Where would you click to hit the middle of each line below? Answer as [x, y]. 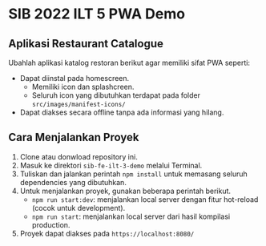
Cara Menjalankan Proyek [74, 137]
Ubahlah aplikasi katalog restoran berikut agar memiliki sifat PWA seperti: [129, 63]
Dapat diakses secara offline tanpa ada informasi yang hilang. [122, 112]
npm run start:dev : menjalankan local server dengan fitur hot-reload [145, 199]
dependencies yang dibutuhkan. [73, 182]
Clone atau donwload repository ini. [79, 156]
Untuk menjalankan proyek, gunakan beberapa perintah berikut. [125, 191]
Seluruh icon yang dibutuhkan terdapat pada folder [116, 95]
